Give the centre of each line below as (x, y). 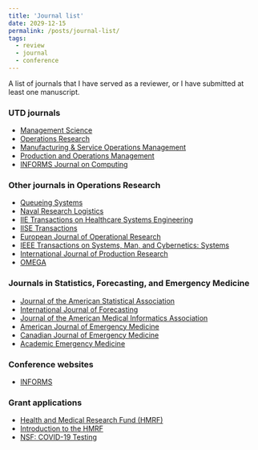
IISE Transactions (48, 228)
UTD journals (34, 112)
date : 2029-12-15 (37, 23)
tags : (17, 38)
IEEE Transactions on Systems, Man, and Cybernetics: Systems (125, 245)
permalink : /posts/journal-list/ (64, 31)
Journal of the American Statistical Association (97, 301)
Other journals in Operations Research (85, 186)
